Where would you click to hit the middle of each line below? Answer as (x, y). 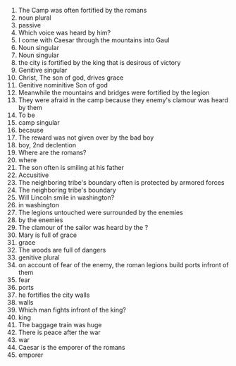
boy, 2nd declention (47, 145)
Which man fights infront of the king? (72, 310)
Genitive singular (43, 70)
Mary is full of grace (47, 235)
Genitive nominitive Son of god (63, 85)
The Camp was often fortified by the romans (82, 10)
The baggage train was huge (60, 325)
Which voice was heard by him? (64, 32)
